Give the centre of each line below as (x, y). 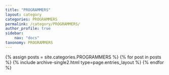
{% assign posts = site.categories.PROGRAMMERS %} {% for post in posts (83, 57)
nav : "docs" (27, 38)
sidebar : (14, 33)
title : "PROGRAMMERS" (28, 10)
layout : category (24, 15)
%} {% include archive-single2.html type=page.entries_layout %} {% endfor (85, 62)
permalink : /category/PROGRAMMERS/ (43, 24)
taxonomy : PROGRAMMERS (29, 43)
